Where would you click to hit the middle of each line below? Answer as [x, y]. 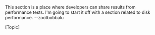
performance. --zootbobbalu [34, 17]
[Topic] [12, 27]
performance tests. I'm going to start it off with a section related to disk [78, 12]
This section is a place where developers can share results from [70, 7]
